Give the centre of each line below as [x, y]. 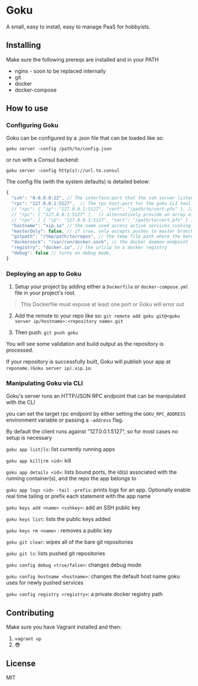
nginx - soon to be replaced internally [60, 71]
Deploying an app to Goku [44, 274]
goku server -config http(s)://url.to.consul [63, 171]
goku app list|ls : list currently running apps [60, 449]
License [21, 663]
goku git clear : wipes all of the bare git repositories [70, 542]
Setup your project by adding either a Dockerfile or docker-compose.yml [101, 287]
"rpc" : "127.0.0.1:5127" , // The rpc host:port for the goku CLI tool [101, 204]
